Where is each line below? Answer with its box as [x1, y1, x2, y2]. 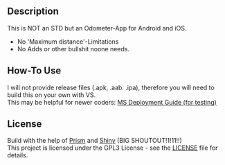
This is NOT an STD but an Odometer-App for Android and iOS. [7, 24, 187, 32]
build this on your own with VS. [7, 90, 96, 99]
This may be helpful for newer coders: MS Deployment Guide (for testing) [7, 98, 217, 106]
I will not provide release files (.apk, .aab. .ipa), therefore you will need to [7, 83, 215, 92]
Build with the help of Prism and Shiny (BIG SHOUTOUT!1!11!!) [7, 137, 182, 145]
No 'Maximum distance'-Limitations [17, 37, 119, 46]
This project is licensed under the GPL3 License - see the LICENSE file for [7, 144, 218, 152]
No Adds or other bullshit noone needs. [17, 44, 130, 53]
